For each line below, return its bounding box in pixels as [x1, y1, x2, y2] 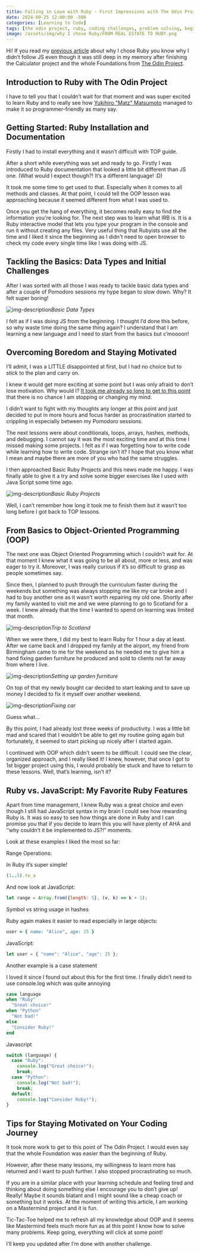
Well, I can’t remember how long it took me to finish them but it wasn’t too [6, 502, 187, 509]
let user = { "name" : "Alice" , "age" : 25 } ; [6, 951, 118, 957]
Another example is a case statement [6, 962, 98, 969]
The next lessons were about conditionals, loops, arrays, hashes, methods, [6, 429, 190, 436]
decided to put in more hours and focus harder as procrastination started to [6, 411, 192, 418]
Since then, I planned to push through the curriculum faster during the [6, 581, 178, 588]
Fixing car [51, 702, 76, 709]
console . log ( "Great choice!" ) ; [17, 1063, 95, 1069]
